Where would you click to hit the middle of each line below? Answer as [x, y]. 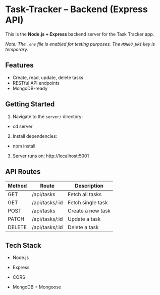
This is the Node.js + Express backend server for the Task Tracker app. [80, 34]
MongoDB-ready [30, 88]
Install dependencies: [35, 136]
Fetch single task [88, 203]
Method [17, 186]
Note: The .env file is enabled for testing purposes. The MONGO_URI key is [80, 44]
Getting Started [30, 104]
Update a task [84, 219]
